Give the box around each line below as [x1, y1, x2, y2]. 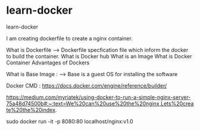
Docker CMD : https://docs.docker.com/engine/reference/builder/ [6, 82, 167, 89]
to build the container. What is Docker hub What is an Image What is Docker [6, 52, 192, 60]
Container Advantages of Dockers [6, 59, 90, 66]
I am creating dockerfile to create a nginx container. [6, 35, 133, 42]
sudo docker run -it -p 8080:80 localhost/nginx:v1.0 [6, 117, 133, 125]
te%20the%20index [6, 106, 55, 113]
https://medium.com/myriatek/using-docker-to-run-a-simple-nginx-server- [6, 93, 191, 101]
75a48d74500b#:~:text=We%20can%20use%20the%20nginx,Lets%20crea [6, 99, 194, 107]
